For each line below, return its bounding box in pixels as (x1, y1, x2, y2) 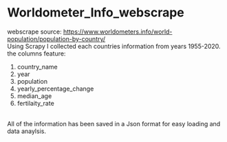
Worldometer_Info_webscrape (7, 5, 184, 21)
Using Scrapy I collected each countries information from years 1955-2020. (7, 42, 221, 50)
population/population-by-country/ (7, 34, 106, 43)
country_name (17, 62, 58, 71)
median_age (17, 91, 52, 100)
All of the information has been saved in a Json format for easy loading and (7, 119, 221, 128)
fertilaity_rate (17, 99, 55, 107)
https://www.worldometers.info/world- (63, 27, 173, 36)
